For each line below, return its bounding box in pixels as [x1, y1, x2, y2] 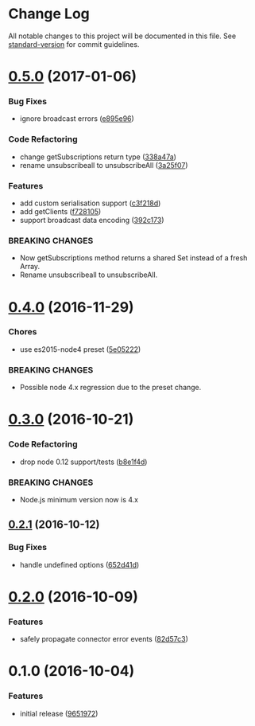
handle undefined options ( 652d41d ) [19, 560, 140, 569]
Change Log [8, 5, 90, 23]
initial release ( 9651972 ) [19, 708, 99, 718]
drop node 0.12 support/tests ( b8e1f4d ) [19, 457, 148, 466]
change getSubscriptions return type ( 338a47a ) [19, 152, 177, 162]
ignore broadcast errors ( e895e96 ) [19, 114, 135, 123]
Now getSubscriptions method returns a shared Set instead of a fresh [19, 253, 248, 263]
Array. [19, 262, 41, 271]
